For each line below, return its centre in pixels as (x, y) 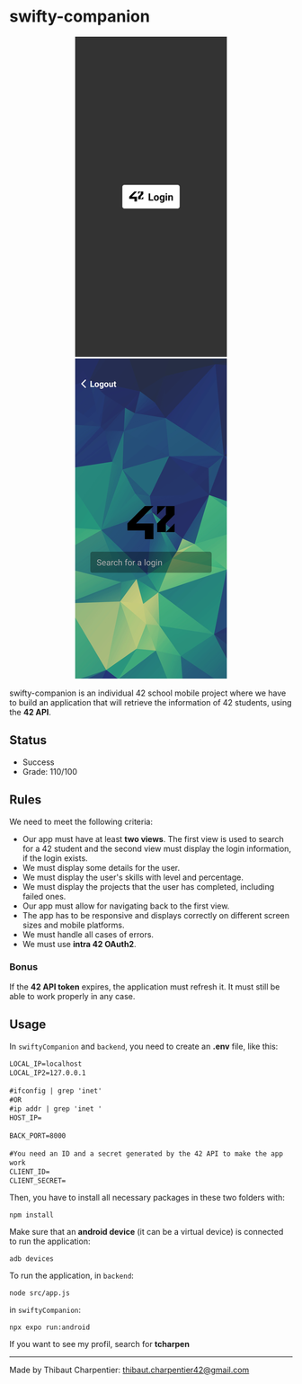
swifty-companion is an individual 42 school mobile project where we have (148, 693)
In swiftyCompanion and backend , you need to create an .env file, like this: (144, 1046)
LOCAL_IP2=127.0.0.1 (48, 1073)
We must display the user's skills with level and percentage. (133, 877)
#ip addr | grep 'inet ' (56, 1109)
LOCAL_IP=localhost (46, 1064)
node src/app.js (40, 1293)
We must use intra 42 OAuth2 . (79, 944)
